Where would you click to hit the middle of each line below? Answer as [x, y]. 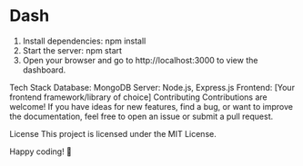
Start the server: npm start [72, 50]
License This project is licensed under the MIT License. [113, 133]
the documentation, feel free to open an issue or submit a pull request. [141, 116]
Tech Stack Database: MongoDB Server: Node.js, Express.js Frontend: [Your [152, 87]
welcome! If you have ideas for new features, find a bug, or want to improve [151, 106]
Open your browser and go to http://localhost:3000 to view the [140, 60]
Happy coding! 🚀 [41, 151]
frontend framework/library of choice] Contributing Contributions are [139, 97]
